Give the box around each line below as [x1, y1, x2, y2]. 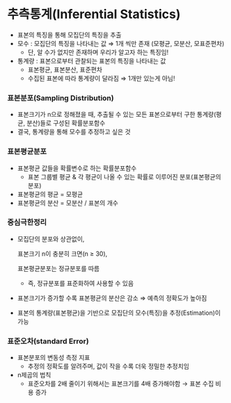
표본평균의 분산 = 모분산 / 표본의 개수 [17, 199, 118, 207]
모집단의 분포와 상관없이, [17, 234, 85, 243]
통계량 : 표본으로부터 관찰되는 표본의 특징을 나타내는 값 [17, 56, 166, 65]
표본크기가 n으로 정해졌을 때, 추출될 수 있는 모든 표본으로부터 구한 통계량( [17, 110, 216, 119]
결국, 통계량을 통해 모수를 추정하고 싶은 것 [17, 128, 131, 136]
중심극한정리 [7, 217, 47, 227]
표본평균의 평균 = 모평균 [17, 190, 83, 198]
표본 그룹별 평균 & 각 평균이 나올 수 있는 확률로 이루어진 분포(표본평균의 [27, 172, 221, 181]
